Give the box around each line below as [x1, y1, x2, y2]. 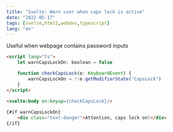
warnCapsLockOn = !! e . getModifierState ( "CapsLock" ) [28, 76, 162, 82]
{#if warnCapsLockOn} [6, 109, 61, 115]
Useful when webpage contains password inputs [6, 42, 129, 49]
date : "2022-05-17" [6, 14, 56, 20]
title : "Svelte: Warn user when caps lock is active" [6, 8, 146, 15]
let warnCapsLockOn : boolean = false [17, 60, 113, 66]
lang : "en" [6, 25, 34, 32]
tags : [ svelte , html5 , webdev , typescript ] [6, 20, 110, 26]
